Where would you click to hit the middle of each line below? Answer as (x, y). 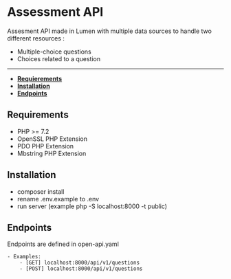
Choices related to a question (59, 58)
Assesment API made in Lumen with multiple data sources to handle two (109, 31)
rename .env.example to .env (58, 199)
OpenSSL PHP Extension (52, 139)
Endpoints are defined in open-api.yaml (63, 244)
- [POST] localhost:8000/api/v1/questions (81, 269)
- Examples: (24, 257)
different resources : (36, 38)
